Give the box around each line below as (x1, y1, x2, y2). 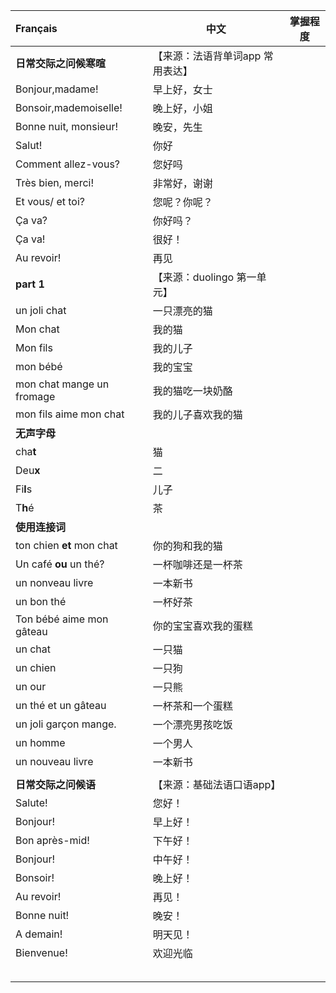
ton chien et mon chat (15, 539, 118, 552)
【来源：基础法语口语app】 (152, 778, 282, 791)
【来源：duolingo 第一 (152, 270, 257, 284)
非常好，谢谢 (152, 177, 213, 190)
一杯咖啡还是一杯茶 (152, 558, 243, 571)
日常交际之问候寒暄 (15, 57, 107, 70)
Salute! (15, 796, 48, 809)
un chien (15, 661, 57, 674)
